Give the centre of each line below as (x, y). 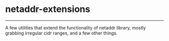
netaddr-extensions (48, 9)
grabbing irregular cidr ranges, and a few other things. (61, 33)
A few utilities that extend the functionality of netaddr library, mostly (76, 27)
